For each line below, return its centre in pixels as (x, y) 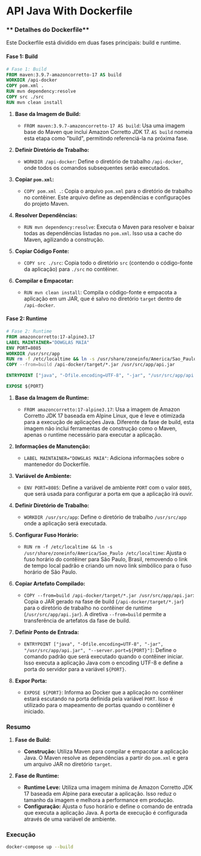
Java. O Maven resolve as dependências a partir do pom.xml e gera (106, 758)
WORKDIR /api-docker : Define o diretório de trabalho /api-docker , (103, 161)
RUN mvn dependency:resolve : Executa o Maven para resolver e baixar (109, 227)
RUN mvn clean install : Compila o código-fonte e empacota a (100, 292)
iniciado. (34, 711)
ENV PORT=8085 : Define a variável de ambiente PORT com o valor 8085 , (108, 487)
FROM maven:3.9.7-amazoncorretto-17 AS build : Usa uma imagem (104, 125)
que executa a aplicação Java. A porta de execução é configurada (106, 813)
